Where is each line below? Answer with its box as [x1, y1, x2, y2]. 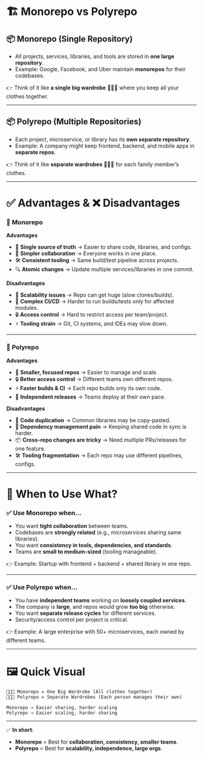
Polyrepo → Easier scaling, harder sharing [6, 710, 118, 716]
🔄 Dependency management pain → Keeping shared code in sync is [14, 423, 187, 430]
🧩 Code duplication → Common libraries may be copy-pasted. [14, 416, 171, 423]
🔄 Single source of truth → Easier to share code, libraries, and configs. [14, 243, 192, 251]
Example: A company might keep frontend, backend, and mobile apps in [14, 142, 195, 149]
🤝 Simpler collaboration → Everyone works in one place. [14, 250, 157, 257]
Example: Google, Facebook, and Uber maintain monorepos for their [14, 66, 186, 72]
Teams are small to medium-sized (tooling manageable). [14, 548, 158, 556]
